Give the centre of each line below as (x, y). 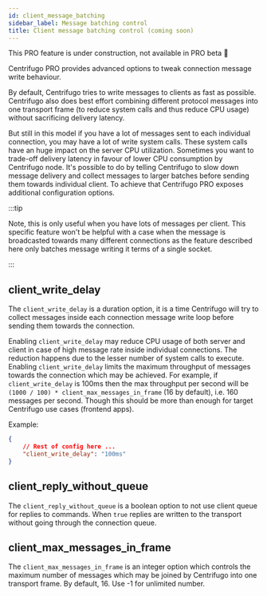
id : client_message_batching (57, 16)
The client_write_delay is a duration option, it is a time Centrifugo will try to (133, 309)
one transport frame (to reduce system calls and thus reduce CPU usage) (129, 109)
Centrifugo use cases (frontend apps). (71, 409)
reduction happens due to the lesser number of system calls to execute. (126, 358)
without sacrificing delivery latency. (67, 118)
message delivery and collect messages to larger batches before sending (129, 176)
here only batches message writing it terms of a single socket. (110, 249)
